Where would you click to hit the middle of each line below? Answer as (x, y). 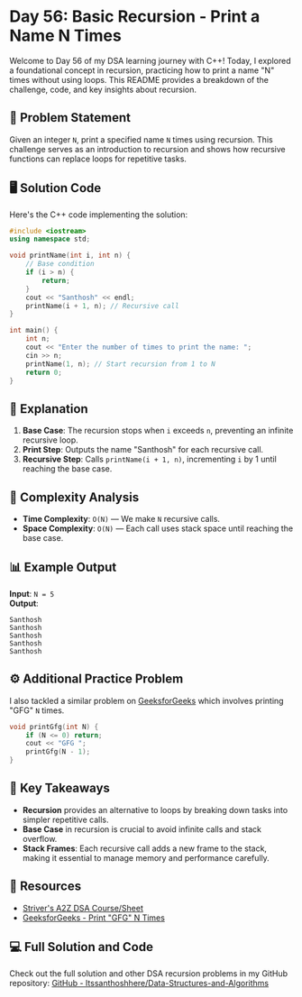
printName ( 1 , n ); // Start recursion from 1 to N (121, 364)
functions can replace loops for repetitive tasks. (98, 159)
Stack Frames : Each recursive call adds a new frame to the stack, (145, 848)
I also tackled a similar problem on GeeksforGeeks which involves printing (146, 700)
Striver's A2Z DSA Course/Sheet (83, 908)
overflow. (40, 838)
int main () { (34, 331)
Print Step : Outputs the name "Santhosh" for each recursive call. (143, 450)
